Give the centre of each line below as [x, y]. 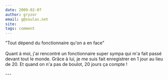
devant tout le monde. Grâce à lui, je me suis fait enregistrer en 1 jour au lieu [84, 59]
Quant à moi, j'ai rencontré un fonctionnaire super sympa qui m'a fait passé [83, 54]
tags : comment [20, 29]
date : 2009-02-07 [23, 10]
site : [11, 24]
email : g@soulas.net [27, 19]
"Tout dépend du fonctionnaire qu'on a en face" [55, 43]
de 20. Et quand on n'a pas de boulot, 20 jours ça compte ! [66, 64]
